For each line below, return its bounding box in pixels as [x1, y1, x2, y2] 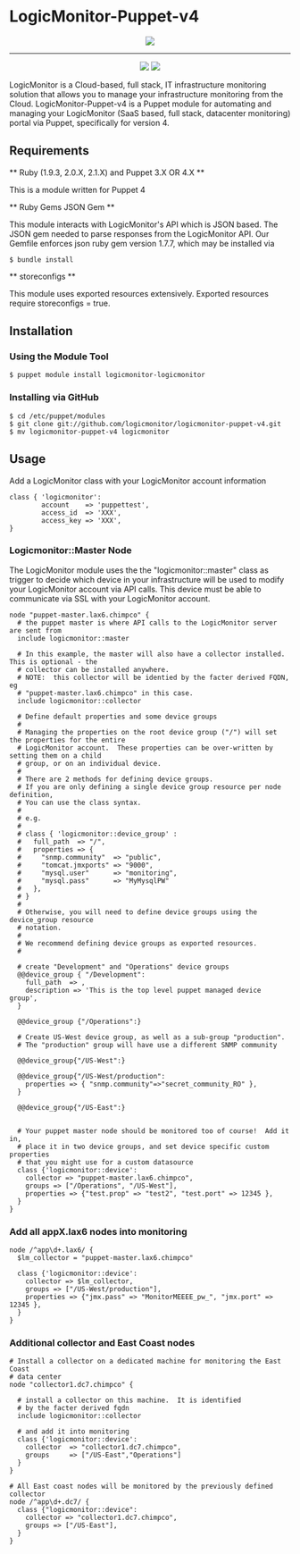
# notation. [17, 923, 62, 932]
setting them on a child [9, 751, 102, 760]
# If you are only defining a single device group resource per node [17, 782, 281, 792]
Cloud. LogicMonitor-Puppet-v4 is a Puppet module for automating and [9, 98, 272, 109]
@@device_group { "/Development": [17, 970, 146, 979]
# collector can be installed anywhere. [17, 665, 170, 674]
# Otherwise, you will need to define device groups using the [17, 907, 257, 917]
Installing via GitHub [9, 391, 100, 404]
